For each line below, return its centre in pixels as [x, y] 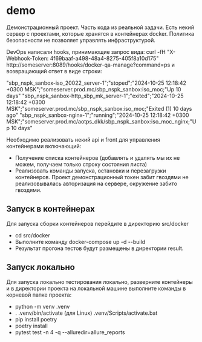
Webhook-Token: [28, 58]
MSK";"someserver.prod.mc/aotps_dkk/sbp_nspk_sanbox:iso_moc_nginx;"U [101, 121]
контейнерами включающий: [44, 146]
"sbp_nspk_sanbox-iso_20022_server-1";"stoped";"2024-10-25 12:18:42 [96, 83]
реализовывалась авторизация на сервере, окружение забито [96, 183]
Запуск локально [41, 267]
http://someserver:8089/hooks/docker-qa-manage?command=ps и [91, 65]
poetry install [31, 326]
